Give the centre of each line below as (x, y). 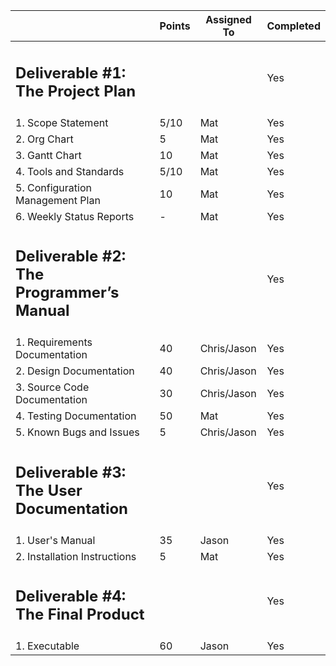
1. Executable (47, 646)
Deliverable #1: (71, 73)
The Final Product (80, 614)
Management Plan (58, 200)
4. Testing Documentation (76, 416)
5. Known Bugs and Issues (77, 432)
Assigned (228, 19)
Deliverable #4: (71, 596)
